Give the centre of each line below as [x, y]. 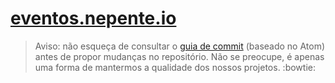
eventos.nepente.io [93, 18]
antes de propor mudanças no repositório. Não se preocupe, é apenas [179, 56]
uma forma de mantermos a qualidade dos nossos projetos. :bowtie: [175, 67]
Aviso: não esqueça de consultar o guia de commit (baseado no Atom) [180, 46]
